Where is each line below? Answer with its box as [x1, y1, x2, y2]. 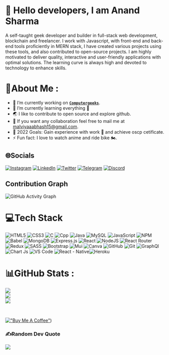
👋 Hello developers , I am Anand [5, 5, 140, 16]
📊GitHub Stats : [5, 267, 75, 279]
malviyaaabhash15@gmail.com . [12, 123, 79, 130]
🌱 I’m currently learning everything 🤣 [12, 105, 90, 111]
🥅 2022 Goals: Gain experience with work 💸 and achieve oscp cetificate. [12, 129, 164, 135]
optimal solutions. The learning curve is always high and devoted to [5, 59, 147, 65]
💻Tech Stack [5, 212, 63, 223]
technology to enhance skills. [5, 65, 67, 71]
